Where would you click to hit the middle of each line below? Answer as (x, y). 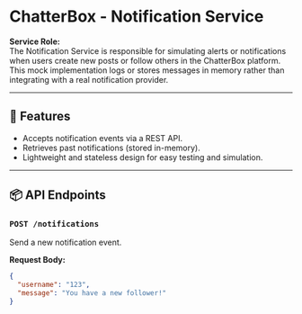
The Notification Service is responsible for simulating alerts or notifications (148, 50)
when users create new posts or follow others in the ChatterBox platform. (145, 60)
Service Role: (35, 41)
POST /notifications (54, 224)
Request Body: (37, 260)
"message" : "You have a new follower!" (92, 293)
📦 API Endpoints (58, 195)
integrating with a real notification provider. (89, 79)
